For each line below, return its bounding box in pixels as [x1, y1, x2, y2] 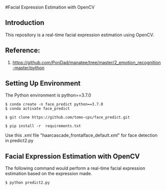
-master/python [12, 65, 45, 71]
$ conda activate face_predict [5, 106, 70, 111]
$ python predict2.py [5, 180, 50, 186]
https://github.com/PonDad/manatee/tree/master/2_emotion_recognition [12, 59, 161, 65]
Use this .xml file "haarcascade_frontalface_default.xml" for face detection [5, 132, 158, 138]
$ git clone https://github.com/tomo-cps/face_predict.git [5, 115, 130, 120]
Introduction [5, 18, 45, 27]
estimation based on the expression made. [5, 171, 92, 177]
